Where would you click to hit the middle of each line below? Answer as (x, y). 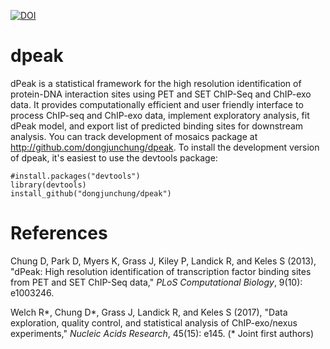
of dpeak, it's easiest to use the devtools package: (114, 157)
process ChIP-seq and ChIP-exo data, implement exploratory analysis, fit (160, 115)
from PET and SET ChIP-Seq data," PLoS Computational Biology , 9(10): (156, 282)
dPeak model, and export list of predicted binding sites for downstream (157, 126)
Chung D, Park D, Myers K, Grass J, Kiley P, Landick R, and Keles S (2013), (163, 261)
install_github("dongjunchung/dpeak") (91, 193)
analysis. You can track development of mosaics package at (134, 136)
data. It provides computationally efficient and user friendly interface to (157, 104)
